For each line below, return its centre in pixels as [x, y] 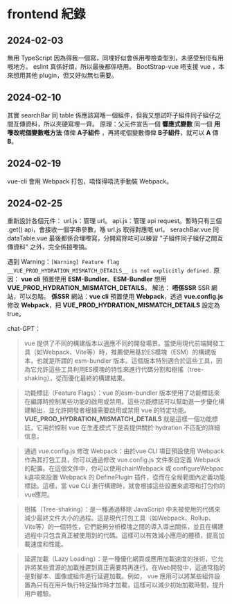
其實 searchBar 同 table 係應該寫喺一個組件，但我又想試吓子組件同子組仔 [111, 115]
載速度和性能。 [45, 544]
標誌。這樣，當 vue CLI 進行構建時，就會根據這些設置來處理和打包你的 [125, 486]
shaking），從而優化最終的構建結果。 [77, 378]
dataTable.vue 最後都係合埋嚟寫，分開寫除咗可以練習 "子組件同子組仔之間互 [115, 238]
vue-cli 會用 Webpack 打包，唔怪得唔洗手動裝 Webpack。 [90, 181]
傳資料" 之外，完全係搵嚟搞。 [49, 247]
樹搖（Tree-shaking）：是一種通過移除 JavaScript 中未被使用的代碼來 [122, 509]
